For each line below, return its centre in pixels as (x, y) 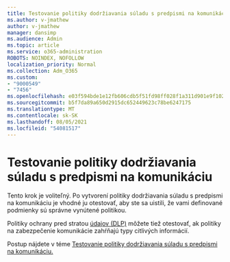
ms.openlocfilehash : (37, 97)
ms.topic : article (33, 45)
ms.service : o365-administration (55, 52)
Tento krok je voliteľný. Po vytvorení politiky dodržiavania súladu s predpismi (115, 195)
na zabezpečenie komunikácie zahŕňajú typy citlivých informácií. (98, 231)
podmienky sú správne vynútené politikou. (67, 211)
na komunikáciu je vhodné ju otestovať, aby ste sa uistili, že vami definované (115, 203)
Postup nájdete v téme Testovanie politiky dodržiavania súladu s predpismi (112, 244)
